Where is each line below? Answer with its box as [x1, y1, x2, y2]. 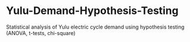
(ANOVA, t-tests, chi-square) [6, 29, 76, 36]
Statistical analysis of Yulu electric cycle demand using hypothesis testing [6, 23, 185, 30]
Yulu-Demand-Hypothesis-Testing [6, 4, 179, 17]
